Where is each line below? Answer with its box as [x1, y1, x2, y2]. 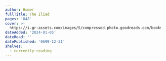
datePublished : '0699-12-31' [5, 39, 65, 44]
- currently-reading [9, 48, 52, 53]
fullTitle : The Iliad [5, 12, 50, 17]
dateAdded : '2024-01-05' [5, 30, 56, 35]
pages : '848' [5, 16, 32, 21]
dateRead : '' [5, 35, 32, 40]
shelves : [5, 44, 23, 49]
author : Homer [5, 7, 35, 12]
